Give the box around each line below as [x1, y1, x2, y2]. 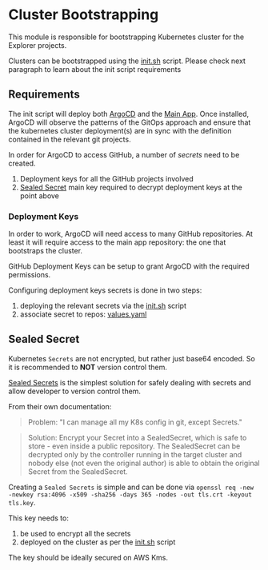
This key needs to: [8, 513, 70, 523]
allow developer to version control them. [8, 386, 142, 396]
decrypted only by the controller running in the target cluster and [27, 449, 242, 459]
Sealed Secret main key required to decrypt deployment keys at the [19, 182, 242, 192]
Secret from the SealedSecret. [27, 466, 128, 476]
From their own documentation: [8, 401, 112, 411]
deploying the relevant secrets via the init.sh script [19, 301, 186, 311]
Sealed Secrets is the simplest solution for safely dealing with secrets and [8, 377, 252, 387]
